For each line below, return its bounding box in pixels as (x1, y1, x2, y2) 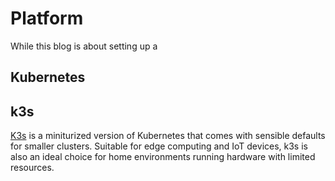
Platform (10, 7, 84, 30)
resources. (10, 162, 55, 174)
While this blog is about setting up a (10, 40, 158, 52)
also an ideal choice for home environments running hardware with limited (10, 151, 316, 163)
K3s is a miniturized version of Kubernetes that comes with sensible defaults (10, 130, 326, 142)
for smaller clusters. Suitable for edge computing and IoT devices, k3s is (10, 140, 308, 152)
